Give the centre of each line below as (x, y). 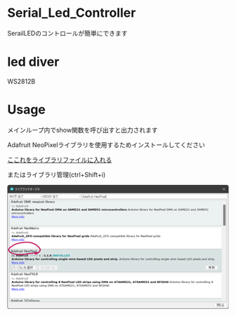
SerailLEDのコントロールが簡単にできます (67, 33)
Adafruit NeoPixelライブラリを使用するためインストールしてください (106, 144)
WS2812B (21, 81)
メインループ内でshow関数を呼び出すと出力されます (83, 130)
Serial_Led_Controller (72, 13)
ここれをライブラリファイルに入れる (60, 160)
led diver (33, 62)
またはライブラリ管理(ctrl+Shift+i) (57, 174)
